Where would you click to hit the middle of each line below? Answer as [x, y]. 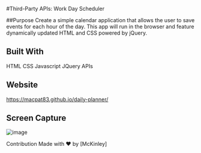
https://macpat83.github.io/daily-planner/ [57, 99]
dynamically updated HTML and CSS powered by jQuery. [77, 33]
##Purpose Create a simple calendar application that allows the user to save [100, 20]
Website [22, 85]
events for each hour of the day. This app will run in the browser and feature [100, 27]
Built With [25, 52]
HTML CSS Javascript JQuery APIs [49, 66]
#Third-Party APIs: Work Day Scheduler [55, 9]
